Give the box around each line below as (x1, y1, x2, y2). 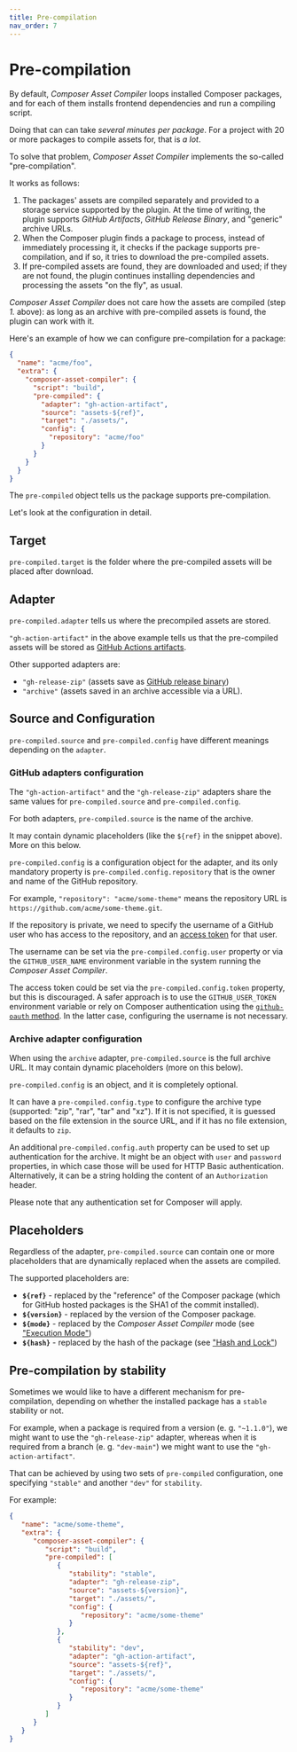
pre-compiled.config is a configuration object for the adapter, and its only (9, 857, 278, 868)
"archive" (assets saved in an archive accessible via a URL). (21, 686, 243, 696)
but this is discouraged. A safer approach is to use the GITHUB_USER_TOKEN (9, 992, 277, 1002)
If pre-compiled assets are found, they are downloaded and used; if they (21, 261, 287, 271)
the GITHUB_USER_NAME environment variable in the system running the (9, 955, 262, 967)
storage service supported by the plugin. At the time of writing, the (21, 205, 266, 216)
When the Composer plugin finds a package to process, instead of (21, 232, 266, 244)
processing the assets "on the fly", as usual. (21, 280, 184, 291)
